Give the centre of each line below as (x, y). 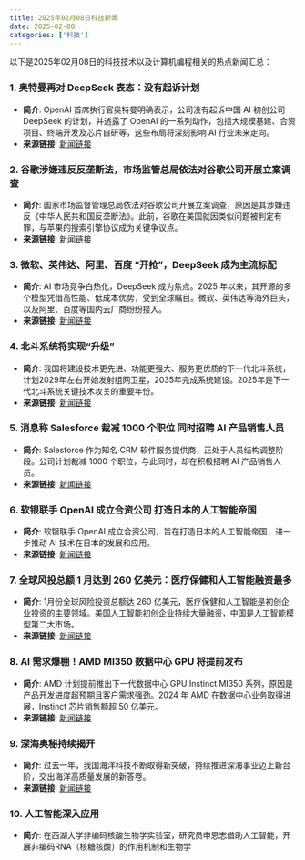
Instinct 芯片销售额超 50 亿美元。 (101, 706)
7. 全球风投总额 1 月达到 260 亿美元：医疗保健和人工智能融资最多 (151, 580)
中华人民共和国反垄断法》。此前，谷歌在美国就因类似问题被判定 (157, 216)
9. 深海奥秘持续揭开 (52, 743)
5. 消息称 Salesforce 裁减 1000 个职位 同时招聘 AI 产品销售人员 (147, 428)
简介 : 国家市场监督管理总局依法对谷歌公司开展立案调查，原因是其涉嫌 (152, 204)
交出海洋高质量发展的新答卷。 (95, 777)
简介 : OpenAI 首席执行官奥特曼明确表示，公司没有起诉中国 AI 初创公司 (154, 109)
